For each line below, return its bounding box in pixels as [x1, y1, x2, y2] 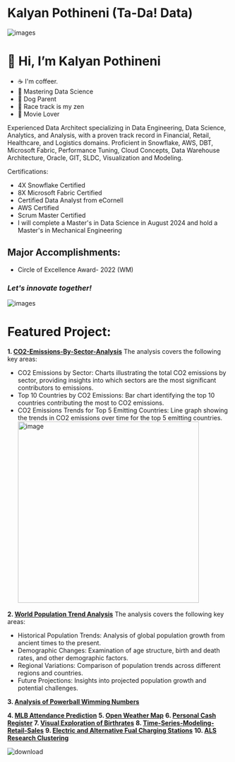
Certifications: [7, 167, 49, 175]
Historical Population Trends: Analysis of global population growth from [17, 631, 226, 640]
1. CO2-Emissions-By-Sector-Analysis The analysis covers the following [7, 347, 221, 355]
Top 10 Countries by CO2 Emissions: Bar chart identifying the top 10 [17, 391, 215, 399]
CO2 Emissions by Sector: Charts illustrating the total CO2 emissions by [17, 368, 227, 376]
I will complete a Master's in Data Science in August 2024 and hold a [17, 218, 218, 227]
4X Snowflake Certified [17, 180, 86, 189]
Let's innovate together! [7, 283, 92, 293]
